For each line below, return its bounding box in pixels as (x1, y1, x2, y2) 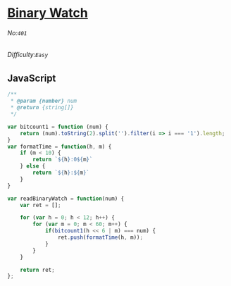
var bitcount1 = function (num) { (7, 123, 109, 130)
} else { (20, 163, 46, 170)
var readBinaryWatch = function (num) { (7, 195, 125, 202)
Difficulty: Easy (7, 51, 49, 59)
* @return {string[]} (10, 104, 74, 111)
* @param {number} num (10, 97, 77, 105)
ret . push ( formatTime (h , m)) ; (57, 234, 143, 241)
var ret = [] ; (20, 201, 61, 209)
